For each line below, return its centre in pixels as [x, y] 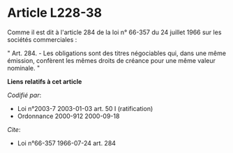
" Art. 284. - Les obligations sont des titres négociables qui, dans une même [117, 53]
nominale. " [24, 68]
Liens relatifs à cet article [45, 81]
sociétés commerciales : [42, 39]
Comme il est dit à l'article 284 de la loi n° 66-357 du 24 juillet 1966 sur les [114, 32]
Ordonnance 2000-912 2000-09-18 [68, 116]
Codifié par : [24, 95]
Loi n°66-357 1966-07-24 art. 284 [67, 143]
